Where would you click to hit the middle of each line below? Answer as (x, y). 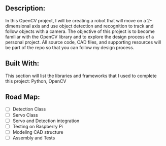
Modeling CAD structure (38, 132)
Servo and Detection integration (46, 121)
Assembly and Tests (34, 138)
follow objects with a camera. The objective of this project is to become (80, 31)
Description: (25, 8)
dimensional (18, 26)
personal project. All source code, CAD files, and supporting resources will (83, 42)
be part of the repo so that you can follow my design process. (70, 47)
